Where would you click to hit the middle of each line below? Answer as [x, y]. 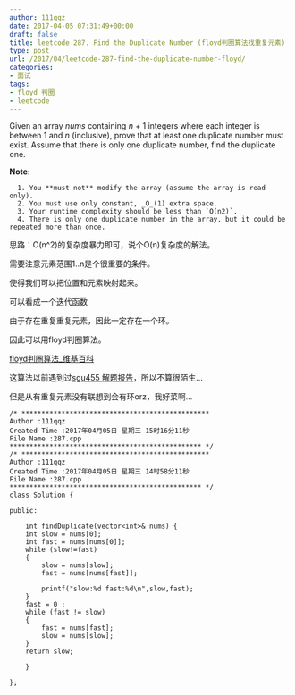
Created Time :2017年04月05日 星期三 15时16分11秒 [99, 431]
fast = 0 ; [46, 605]
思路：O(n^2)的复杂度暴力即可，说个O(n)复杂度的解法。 [112, 245]
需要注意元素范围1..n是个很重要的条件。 [82, 264]
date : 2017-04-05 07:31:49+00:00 [72, 26]
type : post [29, 51]
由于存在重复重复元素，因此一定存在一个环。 [92, 321]
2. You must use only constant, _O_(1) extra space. [118, 204]
